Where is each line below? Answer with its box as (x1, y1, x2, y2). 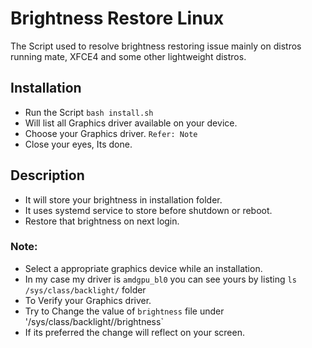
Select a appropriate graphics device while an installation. (24, 262, 263, 274)
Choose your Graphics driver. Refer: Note (24, 127, 198, 139)
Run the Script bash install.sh (24, 106, 154, 118)
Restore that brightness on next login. (24, 215, 180, 227)
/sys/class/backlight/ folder (24, 283, 147, 296)
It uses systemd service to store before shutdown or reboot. (24, 204, 273, 216)
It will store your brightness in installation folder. (24, 193, 223, 206)
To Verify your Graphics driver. (24, 294, 152, 306)
